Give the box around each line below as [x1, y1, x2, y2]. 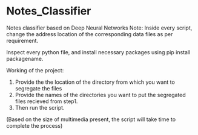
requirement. [6, 37, 38, 44]
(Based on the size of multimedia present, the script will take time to [6, 116, 176, 123]
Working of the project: [6, 66, 64, 74]
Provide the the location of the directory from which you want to [15, 78, 176, 86]
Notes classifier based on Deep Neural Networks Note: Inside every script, [6, 24, 193, 31]
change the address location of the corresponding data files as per [6, 30, 173, 37]
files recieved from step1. [15, 98, 78, 105]
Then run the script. [15, 104, 65, 111]
